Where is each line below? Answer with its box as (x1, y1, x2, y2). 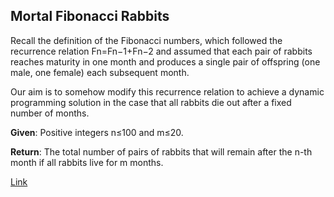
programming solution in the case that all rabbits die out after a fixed (10, 96, 292, 108)
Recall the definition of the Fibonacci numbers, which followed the (10, 34, 283, 46)
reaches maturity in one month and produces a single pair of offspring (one (10, 55, 321, 68)
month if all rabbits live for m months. (10, 156, 164, 168)
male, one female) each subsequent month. (10, 66, 190, 78)
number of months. (10, 107, 90, 119)
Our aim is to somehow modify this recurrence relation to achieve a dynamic (10, 85, 325, 98)
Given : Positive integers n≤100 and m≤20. (10, 126, 184, 138)
